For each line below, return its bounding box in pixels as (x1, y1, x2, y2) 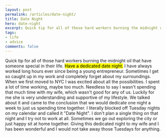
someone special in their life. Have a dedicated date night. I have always (5, 63, 152, 69)
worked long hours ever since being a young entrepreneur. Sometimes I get (5, 68, 159, 74)
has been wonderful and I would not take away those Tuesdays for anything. (5, 126, 161, 132)
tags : (5, 30, 16, 35)
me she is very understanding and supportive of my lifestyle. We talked (5, 94, 150, 100)
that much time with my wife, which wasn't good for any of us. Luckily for (5, 89, 155, 95)
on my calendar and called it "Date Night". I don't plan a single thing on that (5, 110, 159, 116)
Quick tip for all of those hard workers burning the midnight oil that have (5, 57, 152, 63)
